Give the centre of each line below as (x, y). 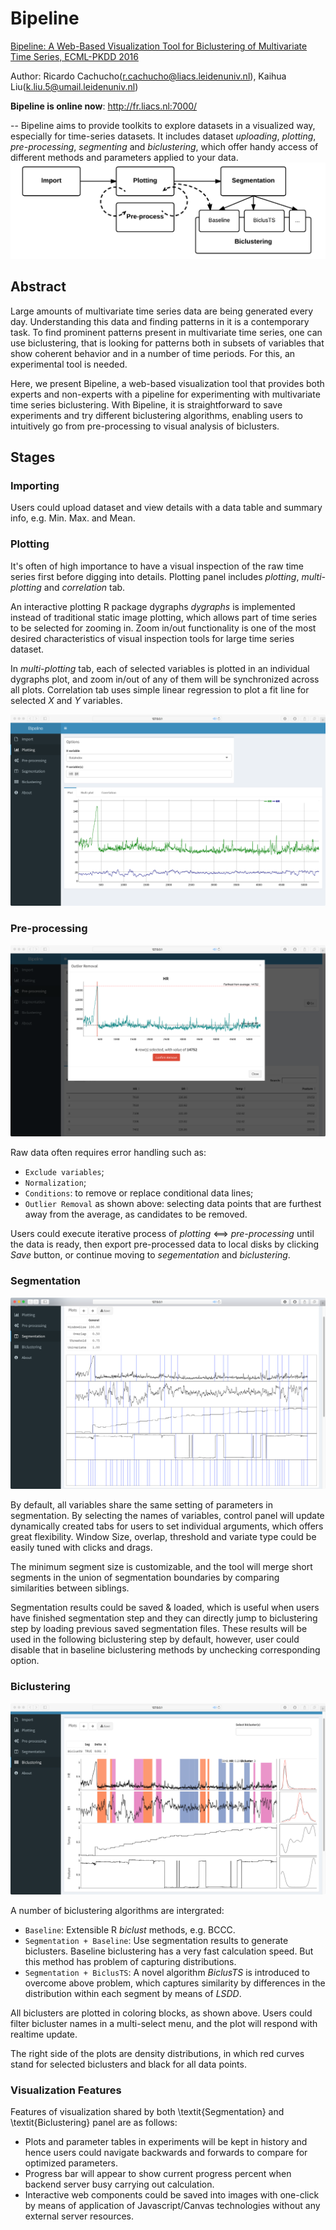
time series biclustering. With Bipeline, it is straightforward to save (146, 404)
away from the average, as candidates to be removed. (136, 1214)
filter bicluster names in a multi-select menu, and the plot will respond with (164, 2024)
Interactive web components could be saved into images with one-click (172, 2195)
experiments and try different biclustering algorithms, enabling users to (156, 415)
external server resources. (79, 2216)
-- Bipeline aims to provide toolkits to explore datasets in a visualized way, (163, 125)
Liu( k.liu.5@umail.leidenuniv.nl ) (74, 86)
